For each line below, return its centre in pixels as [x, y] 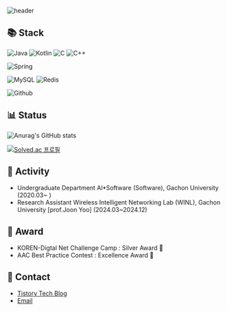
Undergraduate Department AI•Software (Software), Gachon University [118, 188]
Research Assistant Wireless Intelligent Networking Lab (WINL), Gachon [119, 203]
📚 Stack [26, 33]
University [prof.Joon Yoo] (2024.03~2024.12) [82, 210]
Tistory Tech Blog [42, 293]
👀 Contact [29, 277]
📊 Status [27, 116]
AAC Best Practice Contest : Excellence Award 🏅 [85, 255]
